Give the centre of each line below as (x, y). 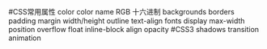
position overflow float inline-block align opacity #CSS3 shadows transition (134, 29)
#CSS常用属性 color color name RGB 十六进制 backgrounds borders (121, 12)
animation (25, 38)
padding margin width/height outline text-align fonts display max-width (127, 21)
